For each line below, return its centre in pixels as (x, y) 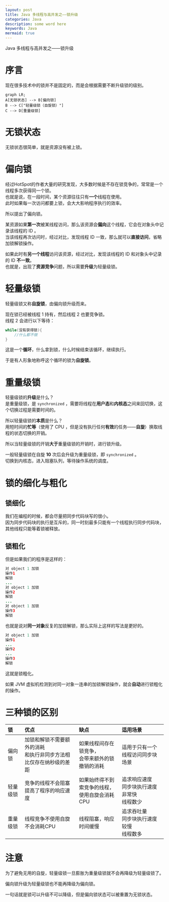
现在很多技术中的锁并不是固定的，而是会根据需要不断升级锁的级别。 (76, 85)
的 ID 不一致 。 (20, 260)
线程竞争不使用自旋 (47, 819)
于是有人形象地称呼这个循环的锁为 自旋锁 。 (49, 360)
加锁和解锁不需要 (45, 740)
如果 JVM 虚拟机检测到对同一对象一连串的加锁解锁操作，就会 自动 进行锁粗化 (84, 684)
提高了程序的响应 (45, 790)
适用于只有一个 (139, 747)
